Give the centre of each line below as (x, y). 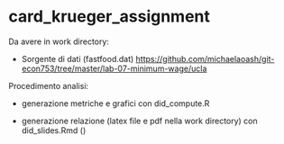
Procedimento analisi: (49, 85)
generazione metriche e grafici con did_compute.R (115, 103)
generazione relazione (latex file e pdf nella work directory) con (139, 121)
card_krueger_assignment (110, 17)
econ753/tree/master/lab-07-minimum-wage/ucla (114, 68)
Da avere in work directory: (59, 41)
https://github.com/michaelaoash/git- (205, 58)
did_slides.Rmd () (54, 130)
